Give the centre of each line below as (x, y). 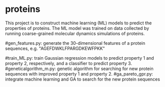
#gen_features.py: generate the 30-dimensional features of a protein (75, 43)
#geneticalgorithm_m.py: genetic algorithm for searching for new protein (79, 69)
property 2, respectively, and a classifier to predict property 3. (69, 63)
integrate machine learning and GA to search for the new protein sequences (82, 79)
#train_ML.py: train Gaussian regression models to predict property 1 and (80, 58)
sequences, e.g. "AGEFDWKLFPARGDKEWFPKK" (55, 48)
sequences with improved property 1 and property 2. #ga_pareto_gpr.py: (79, 74)
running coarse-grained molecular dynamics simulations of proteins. (75, 33)
